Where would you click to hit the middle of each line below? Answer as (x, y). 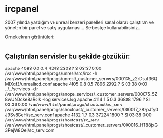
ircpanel (22, 9)
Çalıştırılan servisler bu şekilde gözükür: (68, 57)
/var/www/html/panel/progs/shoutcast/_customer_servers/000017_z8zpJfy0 (81, 109)
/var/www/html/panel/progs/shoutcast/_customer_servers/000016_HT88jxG (81, 125)
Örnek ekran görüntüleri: (30, 37)
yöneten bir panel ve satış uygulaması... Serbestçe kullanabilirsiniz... (73, 27)
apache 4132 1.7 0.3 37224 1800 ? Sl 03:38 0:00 (103, 115)
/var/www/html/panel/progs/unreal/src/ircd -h (51, 73)
